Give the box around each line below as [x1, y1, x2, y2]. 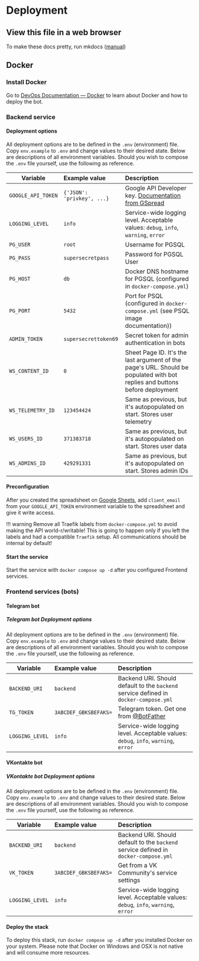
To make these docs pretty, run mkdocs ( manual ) [6, 43, 126, 50]
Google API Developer [125, 184, 187, 192]
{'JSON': [63, 189, 88, 196]
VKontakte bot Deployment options [6, 772, 95, 780]
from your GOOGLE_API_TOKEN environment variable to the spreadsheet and [6, 503, 185, 510]
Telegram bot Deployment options [6, 616, 92, 623]
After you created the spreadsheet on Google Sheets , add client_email [6, 496, 181, 503]
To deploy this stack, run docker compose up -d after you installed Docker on [6, 937, 192, 944]
